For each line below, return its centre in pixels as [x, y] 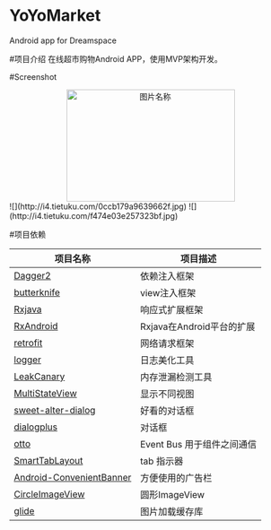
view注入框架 [168, 292]
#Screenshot [33, 76]
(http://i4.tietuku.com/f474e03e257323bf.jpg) [94, 215]
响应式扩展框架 [172, 309]
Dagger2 [32, 275]
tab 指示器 [162, 461]
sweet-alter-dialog [55, 410]
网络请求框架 [167, 343]
